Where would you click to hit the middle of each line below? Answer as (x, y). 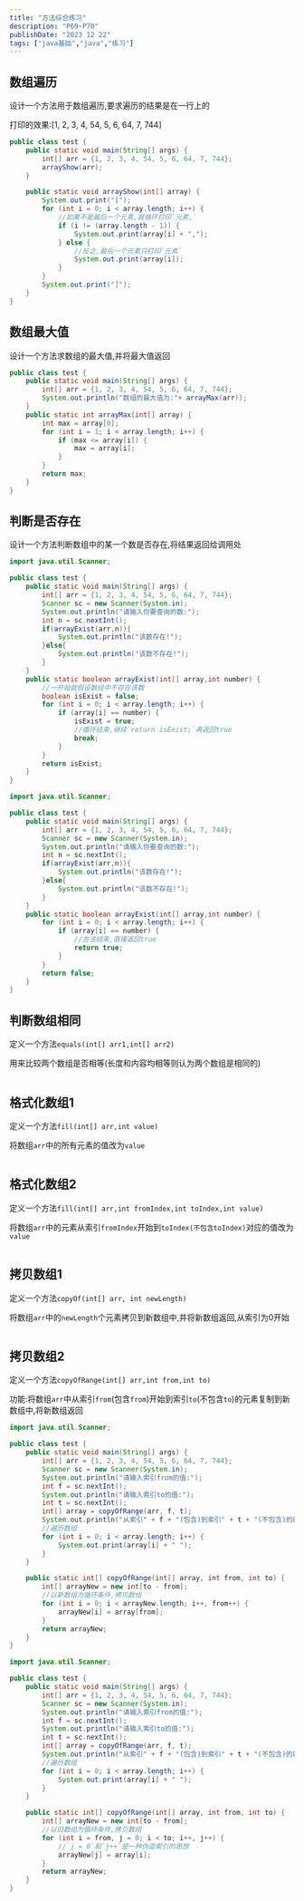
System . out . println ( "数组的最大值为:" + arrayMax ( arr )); (144, 398)
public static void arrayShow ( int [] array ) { (113, 192)
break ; (86, 738)
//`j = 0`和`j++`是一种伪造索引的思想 (123, 1846)
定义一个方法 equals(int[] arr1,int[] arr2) (92, 1044)
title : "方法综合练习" (48, 18)
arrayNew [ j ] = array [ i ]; (104, 1855)
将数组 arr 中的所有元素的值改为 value (77, 1145)
